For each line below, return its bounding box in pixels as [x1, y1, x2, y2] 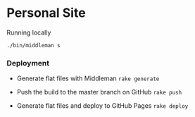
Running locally [6, 28, 51, 37]
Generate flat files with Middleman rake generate [16, 74, 160, 82]
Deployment [6, 58, 50, 68]
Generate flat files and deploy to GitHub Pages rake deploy [16, 101, 189, 110]
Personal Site [6, 5, 86, 21]
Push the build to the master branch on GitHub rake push [16, 88, 182, 97]
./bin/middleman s [6, 42, 61, 49]
